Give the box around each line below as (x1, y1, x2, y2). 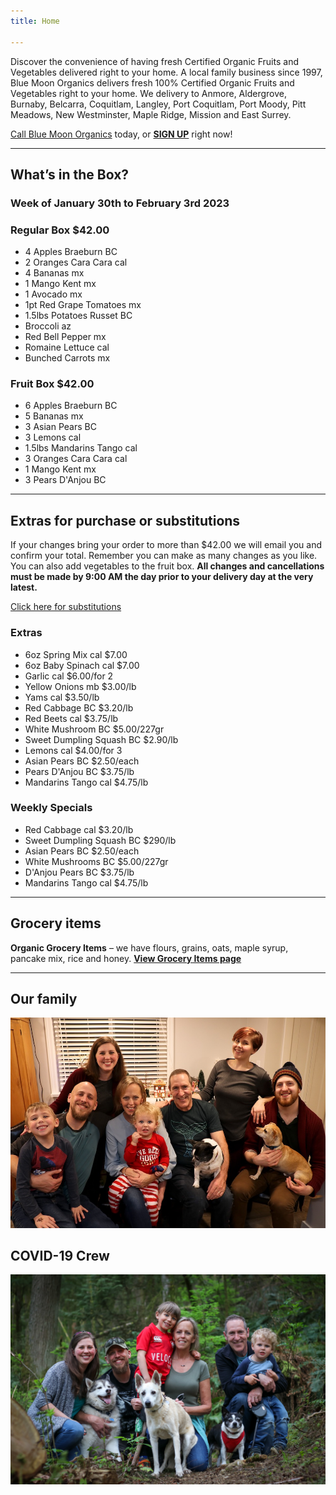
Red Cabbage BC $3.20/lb (24, 701, 134, 714)
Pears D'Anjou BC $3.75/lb (24, 765, 135, 777)
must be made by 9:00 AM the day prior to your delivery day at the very (10, 571, 314, 583)
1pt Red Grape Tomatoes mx (24, 299, 142, 311)
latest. (10, 581, 38, 594)
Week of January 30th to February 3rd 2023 (10, 196, 230, 210)
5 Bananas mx (24, 410, 84, 422)
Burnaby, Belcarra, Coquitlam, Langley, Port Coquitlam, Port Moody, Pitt (10, 98, 307, 110)
